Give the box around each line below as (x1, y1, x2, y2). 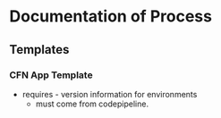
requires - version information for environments (21, 88, 198, 99)
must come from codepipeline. (35, 98, 149, 109)
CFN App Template (9, 69, 93, 81)
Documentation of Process (9, 6, 213, 27)
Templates (9, 42, 70, 57)
